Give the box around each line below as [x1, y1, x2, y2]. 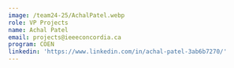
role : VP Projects [8, 19, 69, 27]
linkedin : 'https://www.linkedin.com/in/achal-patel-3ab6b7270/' [8, 48, 227, 55]
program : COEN [8, 41, 55, 48]
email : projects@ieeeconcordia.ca [8, 33, 122, 41]
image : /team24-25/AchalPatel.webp [8, 11, 125, 20]
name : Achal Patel [8, 26, 69, 34]
